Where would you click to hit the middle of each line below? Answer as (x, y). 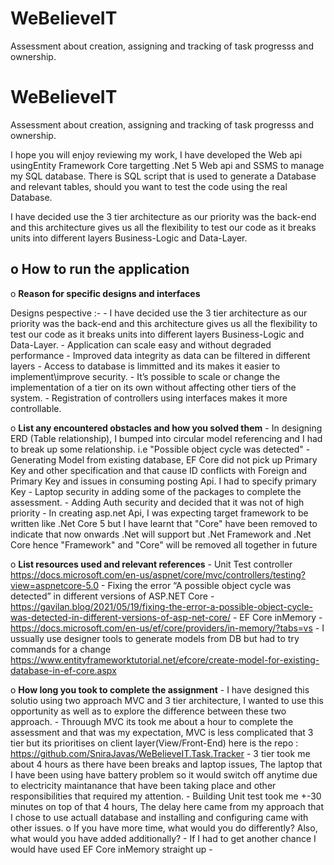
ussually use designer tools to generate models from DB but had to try (155, 638)
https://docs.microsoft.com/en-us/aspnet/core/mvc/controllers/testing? (158, 574)
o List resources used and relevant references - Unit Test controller (151, 564)
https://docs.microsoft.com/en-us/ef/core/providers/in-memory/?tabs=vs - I (167, 628)
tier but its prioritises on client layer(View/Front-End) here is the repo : (154, 743)
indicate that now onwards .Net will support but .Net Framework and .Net (161, 534)
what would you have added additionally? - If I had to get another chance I (163, 838)
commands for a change (61, 649)
